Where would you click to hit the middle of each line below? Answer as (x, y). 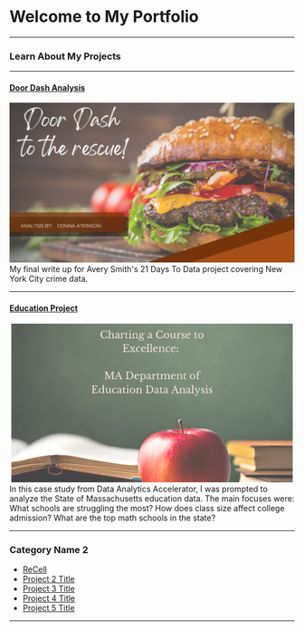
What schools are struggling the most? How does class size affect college (147, 508)
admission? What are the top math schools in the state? (113, 518)
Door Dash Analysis (47, 87)
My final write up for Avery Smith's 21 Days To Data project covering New (146, 269)
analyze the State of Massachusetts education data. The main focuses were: (152, 498)
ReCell (34, 569)
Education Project (44, 308)
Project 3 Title (48, 588)
